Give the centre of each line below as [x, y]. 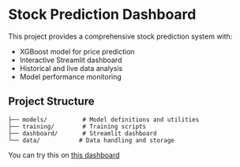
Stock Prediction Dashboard [102, 15]
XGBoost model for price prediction [77, 51]
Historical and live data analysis [71, 68]
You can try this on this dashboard [64, 154]
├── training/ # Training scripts [77, 126]
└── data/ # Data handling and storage [92, 140]
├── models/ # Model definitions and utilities [104, 120]
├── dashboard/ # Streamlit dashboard [82, 133]
